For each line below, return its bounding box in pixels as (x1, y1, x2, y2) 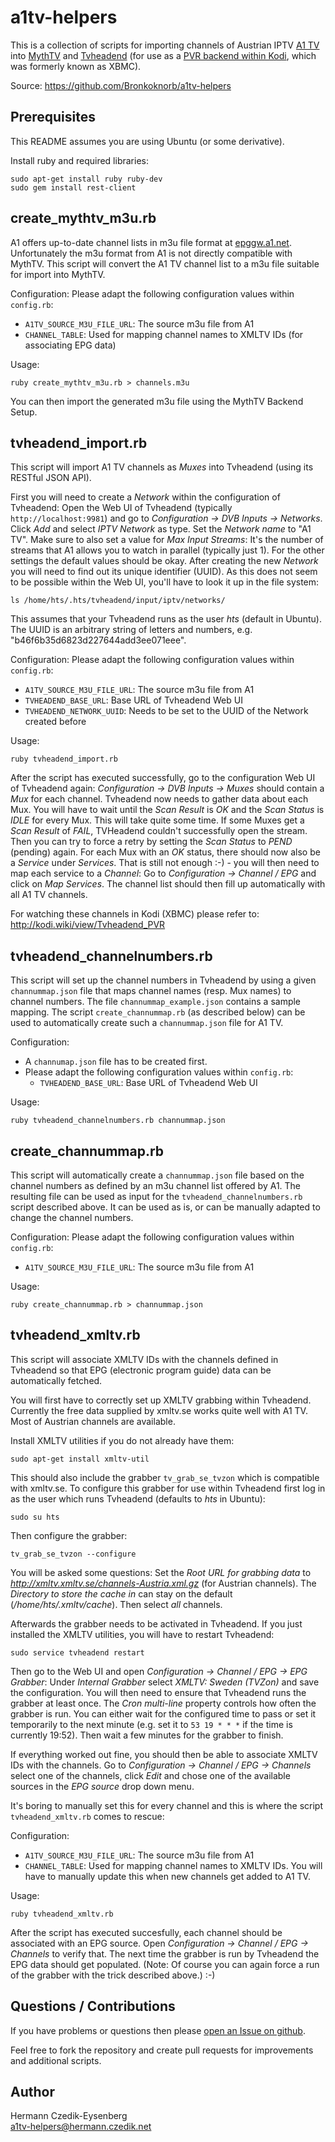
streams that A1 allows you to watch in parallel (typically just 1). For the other (10, 544, 325, 556)
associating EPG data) (24, 339, 117, 351)
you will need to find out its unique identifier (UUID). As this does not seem (10, 566, 318, 578)
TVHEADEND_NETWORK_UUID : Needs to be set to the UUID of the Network (24, 705, 309, 717)
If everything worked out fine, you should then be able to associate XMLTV (10, 1748, 318, 1760)
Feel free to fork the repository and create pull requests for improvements (10, 2044, 314, 2056)
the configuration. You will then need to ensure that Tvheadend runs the (10, 1686, 307, 1698)
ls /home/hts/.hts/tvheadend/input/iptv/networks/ (10, 596, 226, 606)
